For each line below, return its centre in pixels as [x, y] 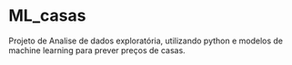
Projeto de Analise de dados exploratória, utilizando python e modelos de [146, 41]
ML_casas [47, 16]
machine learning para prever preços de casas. [97, 50]
